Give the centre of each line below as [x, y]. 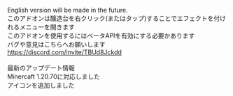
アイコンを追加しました [41, 85]
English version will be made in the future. [68, 10]
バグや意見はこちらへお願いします [56, 44]
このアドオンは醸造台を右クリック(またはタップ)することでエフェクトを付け [116, 18]
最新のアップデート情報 [41, 68]
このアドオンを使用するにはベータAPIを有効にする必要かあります [101, 35]
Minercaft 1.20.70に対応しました [54, 77]
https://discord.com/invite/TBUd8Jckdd [65, 52]
